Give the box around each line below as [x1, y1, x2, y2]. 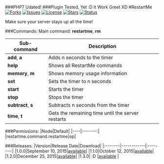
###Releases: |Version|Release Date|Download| [5, 143, 102, 148]
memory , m [7, 70, 35, 77]
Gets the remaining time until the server [48, 110, 139, 116]
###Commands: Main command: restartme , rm [5, 28, 101, 34]
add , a [7, 54, 22, 61]
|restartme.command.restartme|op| [5, 134, 76, 139]
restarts [48, 116, 66, 123]
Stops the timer [48, 94, 84, 101]
